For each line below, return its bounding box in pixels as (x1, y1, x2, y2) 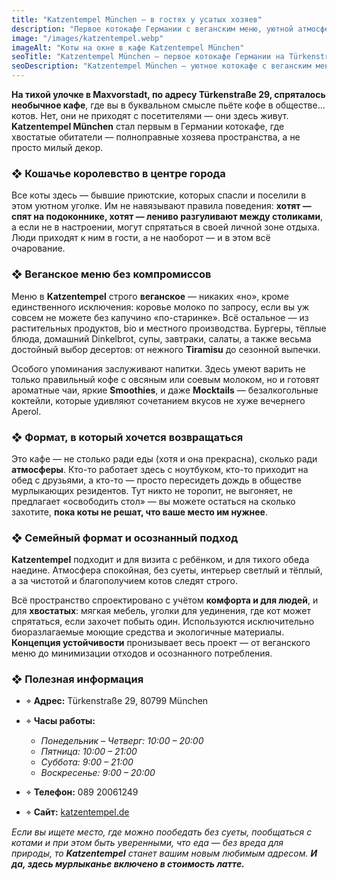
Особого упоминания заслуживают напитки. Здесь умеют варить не (11, 362, 306, 375)
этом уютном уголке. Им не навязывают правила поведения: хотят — (11, 200, 312, 212)
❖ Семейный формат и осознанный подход (11, 531, 239, 545)
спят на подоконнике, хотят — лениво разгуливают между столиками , (11, 211, 324, 223)
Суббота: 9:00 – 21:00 (40, 756, 134, 768)
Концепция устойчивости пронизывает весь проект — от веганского (11, 637, 311, 649)
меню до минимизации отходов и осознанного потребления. (11, 647, 273, 660)
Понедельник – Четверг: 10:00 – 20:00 (40, 735, 204, 747)
